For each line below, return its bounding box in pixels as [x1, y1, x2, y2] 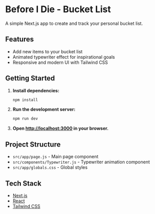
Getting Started [5, 74, 55, 83]
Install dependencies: [12, 87, 60, 93]
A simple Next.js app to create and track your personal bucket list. [5, 20, 143, 26]
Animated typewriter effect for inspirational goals [12, 54, 115, 60]
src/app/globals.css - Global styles [12, 164, 88, 170]
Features [5, 35, 34, 44]
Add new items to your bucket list [12, 48, 83, 54]
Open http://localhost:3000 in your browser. [12, 125, 109, 131]
